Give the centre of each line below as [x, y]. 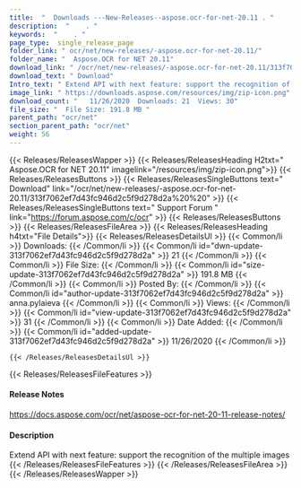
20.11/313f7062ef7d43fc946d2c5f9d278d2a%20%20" [110, 197]
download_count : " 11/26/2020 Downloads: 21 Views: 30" [124, 101]
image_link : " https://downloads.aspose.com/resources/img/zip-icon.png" [150, 92]
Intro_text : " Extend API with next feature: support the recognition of [150, 84]
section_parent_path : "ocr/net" [69, 126]
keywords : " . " [48, 34]
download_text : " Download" [62, 76]
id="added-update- [116, 331]
